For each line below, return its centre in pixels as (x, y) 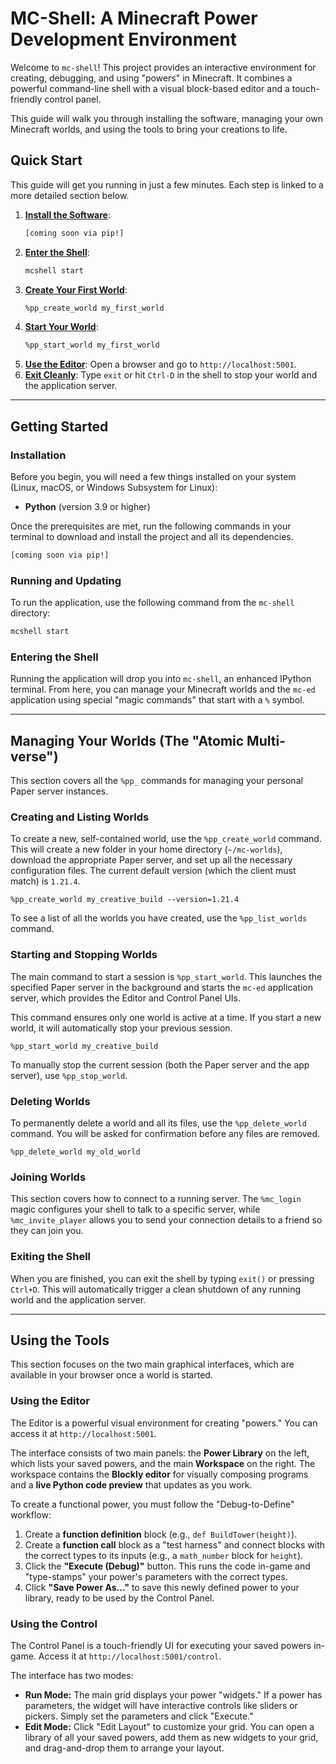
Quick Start (46, 160)
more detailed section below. (70, 195)
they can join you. (47, 1231)
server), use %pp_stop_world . (69, 1075)
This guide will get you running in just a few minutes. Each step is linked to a (167, 184)
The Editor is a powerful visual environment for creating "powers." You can (164, 1423)
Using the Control (54, 1624)
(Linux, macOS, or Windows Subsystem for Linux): (114, 487)
